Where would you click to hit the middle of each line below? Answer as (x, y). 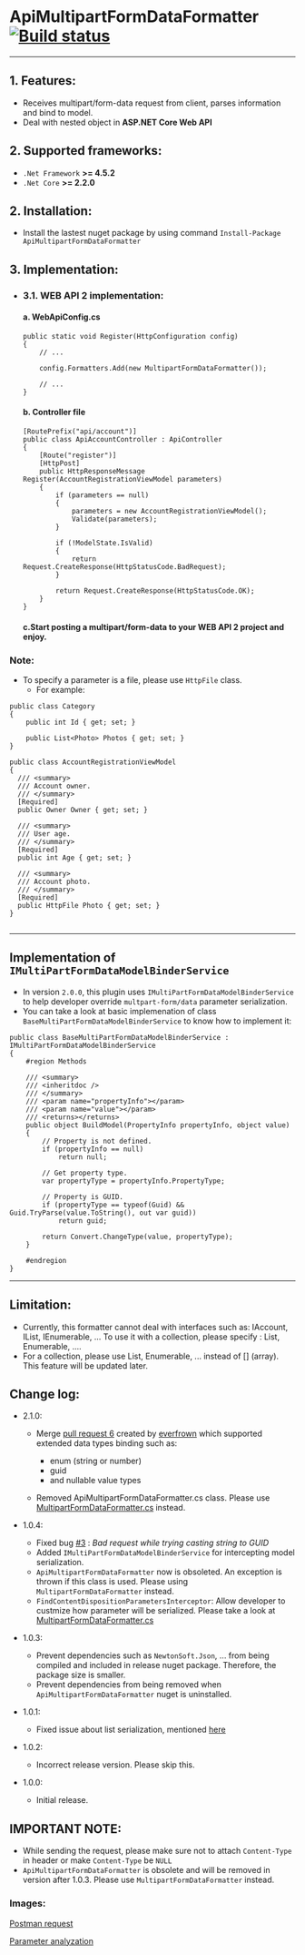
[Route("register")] (78, 456)
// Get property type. (85, 1173)
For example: (60, 689)
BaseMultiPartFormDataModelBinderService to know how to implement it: (157, 1021)
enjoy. (34, 636)
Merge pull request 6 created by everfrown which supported (149, 1434)
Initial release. (62, 1800)
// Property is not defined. (97, 1141)
